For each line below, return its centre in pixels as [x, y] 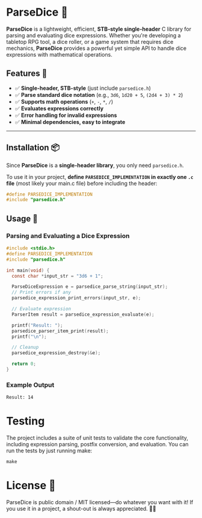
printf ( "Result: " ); [37, 325]
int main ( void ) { [28, 270]
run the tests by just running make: [49, 451]
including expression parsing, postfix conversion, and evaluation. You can [97, 445]
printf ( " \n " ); [29, 337]
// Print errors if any [41, 292]
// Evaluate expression [41, 309]
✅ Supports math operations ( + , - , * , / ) [64, 101]
